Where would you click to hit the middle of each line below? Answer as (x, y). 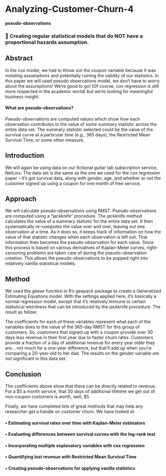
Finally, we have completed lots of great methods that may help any (74, 406)
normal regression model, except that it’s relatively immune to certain (76, 301)
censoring (15, 253)
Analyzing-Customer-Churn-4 (69, 9)
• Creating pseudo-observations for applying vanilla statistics (70, 468)
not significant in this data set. (36, 358)
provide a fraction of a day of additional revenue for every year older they (80, 343)
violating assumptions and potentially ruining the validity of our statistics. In (82, 75)
